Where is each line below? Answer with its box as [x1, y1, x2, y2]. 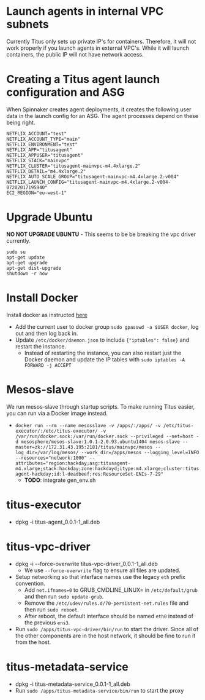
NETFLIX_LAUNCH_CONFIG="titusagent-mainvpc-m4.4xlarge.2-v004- [6, 179, 171, 185]
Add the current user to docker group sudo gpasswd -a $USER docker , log [15, 323, 199, 330]
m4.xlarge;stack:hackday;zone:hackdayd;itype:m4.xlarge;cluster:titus [15, 465, 199, 471]
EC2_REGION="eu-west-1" [6, 189, 67, 196]
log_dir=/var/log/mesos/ [15, 449, 79, 455]
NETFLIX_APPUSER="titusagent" [6, 152, 84, 158]
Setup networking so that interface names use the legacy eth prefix [15, 573, 185, 580]
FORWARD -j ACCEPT [24, 362, 72, 368]
